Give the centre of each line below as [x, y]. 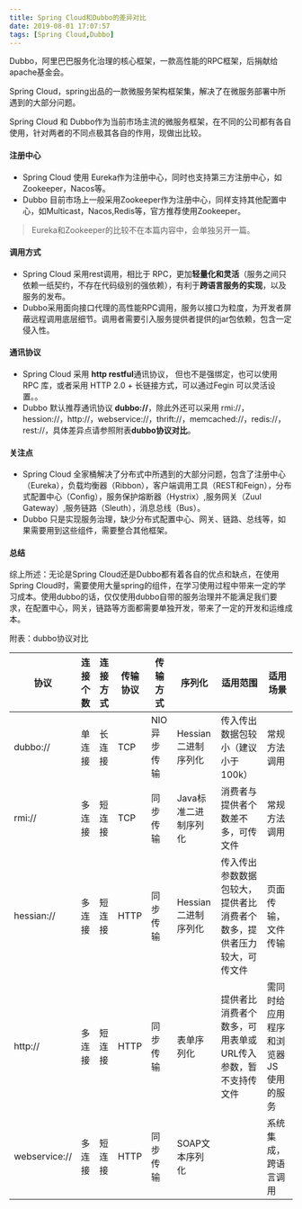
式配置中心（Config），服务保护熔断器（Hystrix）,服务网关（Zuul [142, 497]
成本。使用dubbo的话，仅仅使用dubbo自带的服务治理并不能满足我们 [143, 597]
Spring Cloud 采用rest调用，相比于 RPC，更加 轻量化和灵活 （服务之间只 [155, 273]
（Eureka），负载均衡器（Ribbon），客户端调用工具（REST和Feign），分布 [157, 486]
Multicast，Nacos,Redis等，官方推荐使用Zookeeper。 [146, 210]
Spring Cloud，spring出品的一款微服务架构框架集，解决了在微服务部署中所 [147, 92]
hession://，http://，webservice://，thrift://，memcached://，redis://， [154, 418]
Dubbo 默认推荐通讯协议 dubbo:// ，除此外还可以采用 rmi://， [136, 407]
